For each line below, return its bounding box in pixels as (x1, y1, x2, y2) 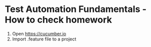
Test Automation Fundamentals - (5, 3, 147, 15)
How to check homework (5, 14, 112, 25)
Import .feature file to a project (12, 36, 77, 42)
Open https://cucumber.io (12, 30, 67, 36)
